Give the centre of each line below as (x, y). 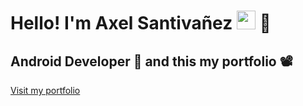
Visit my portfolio (45, 90)
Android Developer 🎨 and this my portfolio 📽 (151, 61)
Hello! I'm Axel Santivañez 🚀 (141, 23)
